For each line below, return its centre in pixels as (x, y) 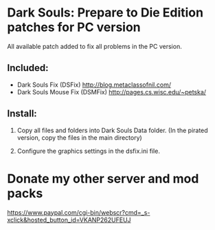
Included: (28, 68)
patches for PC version (74, 27)
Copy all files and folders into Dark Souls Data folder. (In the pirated (112, 130)
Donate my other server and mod (103, 179)
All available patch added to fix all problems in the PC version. (94, 46)
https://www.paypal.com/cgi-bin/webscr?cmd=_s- (79, 212)
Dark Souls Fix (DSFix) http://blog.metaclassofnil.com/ (94, 85)
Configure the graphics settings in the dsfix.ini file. (88, 151)
